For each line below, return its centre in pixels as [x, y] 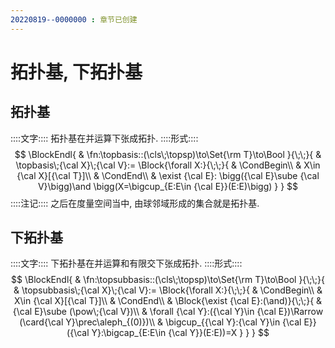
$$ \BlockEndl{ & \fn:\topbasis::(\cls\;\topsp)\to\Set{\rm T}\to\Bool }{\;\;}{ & [168, 154]
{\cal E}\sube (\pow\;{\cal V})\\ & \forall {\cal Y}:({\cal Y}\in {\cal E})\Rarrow [168, 312]
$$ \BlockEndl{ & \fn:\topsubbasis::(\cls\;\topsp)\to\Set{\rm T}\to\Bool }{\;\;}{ [168, 280]
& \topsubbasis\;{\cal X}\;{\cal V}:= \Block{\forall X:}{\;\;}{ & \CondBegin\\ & [168, 290]
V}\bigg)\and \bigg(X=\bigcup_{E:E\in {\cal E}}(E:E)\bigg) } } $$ [168, 186]
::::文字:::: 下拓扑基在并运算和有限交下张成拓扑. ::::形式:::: [126, 263]
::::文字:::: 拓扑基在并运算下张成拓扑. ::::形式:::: [104, 138]
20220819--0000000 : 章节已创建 [74, 19]
